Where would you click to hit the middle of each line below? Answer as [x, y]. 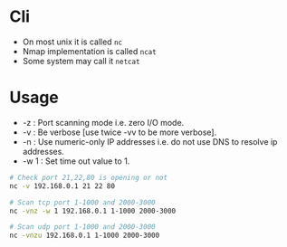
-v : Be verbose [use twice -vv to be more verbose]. [120, 132]
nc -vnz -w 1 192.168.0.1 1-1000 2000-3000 [93, 211]
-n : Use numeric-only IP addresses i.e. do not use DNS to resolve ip [150, 141]
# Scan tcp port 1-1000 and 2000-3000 [82, 202]
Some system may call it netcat [81, 61]
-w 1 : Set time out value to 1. [76, 161]
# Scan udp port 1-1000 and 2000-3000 [82, 227]
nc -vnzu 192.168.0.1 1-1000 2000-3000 [85, 236]
